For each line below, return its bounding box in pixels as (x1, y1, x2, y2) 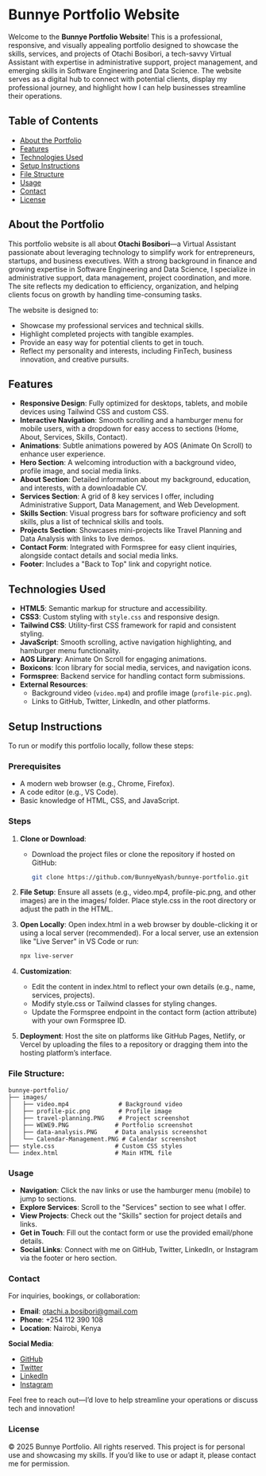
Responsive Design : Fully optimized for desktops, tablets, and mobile (19, 398, 248, 408)
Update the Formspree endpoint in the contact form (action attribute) (31, 1008, 257, 1017)
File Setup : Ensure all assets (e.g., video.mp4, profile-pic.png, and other (19, 887, 256, 897)
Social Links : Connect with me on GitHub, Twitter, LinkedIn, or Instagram (19, 1244, 259, 1254)
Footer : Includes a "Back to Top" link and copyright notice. (19, 559, 212, 569)
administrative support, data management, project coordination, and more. (8, 272, 253, 282)
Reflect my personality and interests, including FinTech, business (19, 346, 233, 355)
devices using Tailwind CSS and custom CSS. (19, 407, 169, 417)
